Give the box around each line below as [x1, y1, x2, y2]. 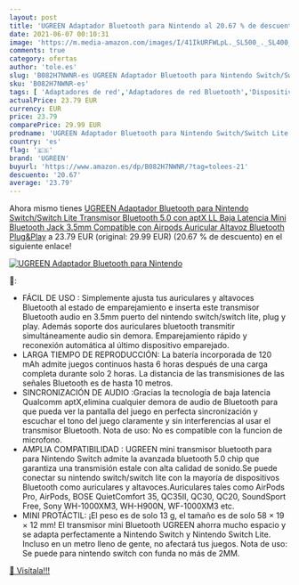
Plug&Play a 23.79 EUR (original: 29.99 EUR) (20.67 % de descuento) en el [9, 232, 283, 242]
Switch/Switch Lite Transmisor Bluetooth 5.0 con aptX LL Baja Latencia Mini [9, 213, 287, 223]
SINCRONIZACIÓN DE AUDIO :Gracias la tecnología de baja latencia [21, 387, 271, 398]
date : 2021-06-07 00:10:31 [9, 29, 109, 38]
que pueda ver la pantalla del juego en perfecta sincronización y [21, 406, 258, 417]
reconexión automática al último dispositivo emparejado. [21, 340, 230, 351]
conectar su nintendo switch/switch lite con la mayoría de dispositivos [21, 473, 280, 483]
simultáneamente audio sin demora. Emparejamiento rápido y [21, 330, 247, 341]
